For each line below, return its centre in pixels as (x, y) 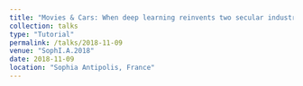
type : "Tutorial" (42, 34)
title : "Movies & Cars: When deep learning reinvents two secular (137, 17)
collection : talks (44, 26)
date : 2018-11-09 (42, 59)
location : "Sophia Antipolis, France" (82, 68)
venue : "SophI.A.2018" (52, 51)
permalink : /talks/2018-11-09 (66, 43)
